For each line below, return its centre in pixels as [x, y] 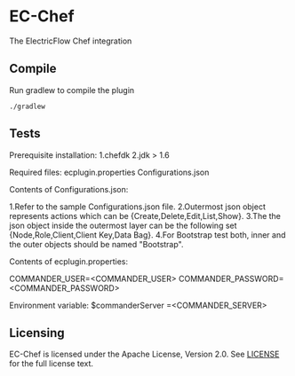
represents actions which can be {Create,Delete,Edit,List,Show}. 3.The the [145, 215]
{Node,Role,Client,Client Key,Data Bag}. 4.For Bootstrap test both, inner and [147, 235]
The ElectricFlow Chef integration [71, 41]
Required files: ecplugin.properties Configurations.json [109, 172]
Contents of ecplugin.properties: [69, 261]
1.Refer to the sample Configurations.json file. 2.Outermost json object [138, 207]
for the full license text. [52, 364]
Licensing [37, 333]
